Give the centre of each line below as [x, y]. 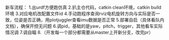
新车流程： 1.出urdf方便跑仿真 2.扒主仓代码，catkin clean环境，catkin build [83, 7]
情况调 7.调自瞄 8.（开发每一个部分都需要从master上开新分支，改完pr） [79, 32]
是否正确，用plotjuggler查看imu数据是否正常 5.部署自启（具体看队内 [93, 20]
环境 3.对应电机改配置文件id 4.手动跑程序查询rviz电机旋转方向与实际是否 [80, 13]
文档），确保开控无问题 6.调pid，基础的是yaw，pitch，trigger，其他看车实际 [84, 26]
